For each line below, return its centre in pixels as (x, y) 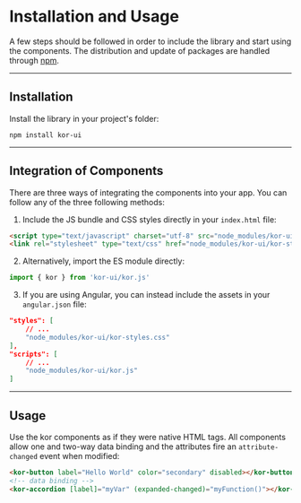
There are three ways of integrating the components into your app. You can (148, 192)
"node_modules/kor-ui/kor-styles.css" (98, 337)
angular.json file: (54, 304)
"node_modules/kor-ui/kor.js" (82, 371)
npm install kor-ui (46, 135)
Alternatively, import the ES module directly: (103, 261)
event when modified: (80, 456)
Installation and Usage (94, 17)
